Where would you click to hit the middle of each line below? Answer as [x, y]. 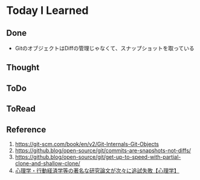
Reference [26, 129]
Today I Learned [47, 11]
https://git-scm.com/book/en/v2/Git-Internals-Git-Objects [87, 144]
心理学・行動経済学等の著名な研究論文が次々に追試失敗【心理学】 [97, 170]
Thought [23, 68]
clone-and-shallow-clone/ [47, 163]
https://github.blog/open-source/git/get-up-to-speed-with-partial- [98, 157]
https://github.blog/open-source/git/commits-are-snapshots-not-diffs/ [103, 150]
